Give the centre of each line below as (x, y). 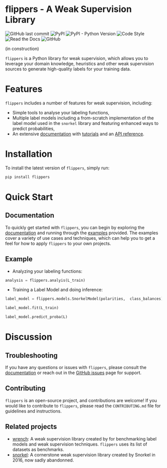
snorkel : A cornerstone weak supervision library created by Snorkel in (84, 455)
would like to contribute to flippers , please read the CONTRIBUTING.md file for (83, 406)
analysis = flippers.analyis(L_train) (45, 280)
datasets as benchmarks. (38, 449)
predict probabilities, (33, 128)
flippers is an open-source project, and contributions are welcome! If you (81, 400)
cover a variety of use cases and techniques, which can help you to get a (80, 238)
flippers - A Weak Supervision (69, 9)
